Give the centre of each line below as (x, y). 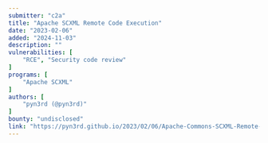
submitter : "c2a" (37, 15)
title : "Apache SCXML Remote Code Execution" (85, 23)
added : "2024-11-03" (43, 38)
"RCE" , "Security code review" (75, 60)
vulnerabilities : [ (41, 52)
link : (17, 126)
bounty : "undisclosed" (46, 119)
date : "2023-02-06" (41, 30)
